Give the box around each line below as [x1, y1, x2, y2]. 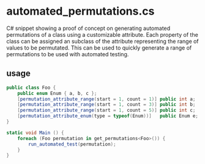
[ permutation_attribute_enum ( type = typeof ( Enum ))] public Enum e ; [17, 113, 199, 119]
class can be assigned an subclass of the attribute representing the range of [6, 37, 199, 45]
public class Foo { [6, 84, 56, 91]
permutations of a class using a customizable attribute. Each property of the [6, 31, 199, 38]
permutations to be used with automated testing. [6, 50, 129, 58]
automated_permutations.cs [6, 4, 155, 18]
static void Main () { [6, 130, 64, 136]
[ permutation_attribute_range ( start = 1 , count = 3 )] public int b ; [17, 102, 196, 108]
